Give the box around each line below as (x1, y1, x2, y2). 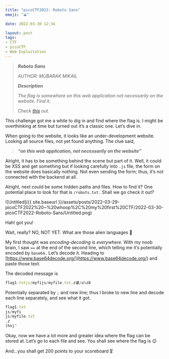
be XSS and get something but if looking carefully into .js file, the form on (5, 163, 160, 169)
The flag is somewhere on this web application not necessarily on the (17, 92, 163, 99)
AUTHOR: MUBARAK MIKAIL (17, 73, 77, 79)
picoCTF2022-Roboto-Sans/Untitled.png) (5, 210, 92, 216)
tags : (5, 35, 17, 41)
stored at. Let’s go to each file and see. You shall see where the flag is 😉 (5, 338, 157, 344)
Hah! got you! (5, 219, 34, 225)
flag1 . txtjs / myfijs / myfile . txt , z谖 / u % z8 (5, 280, 91, 285)
